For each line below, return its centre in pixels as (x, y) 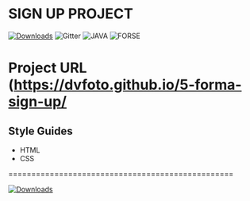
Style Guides (40, 131)
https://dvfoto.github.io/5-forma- (128, 85)
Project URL (48, 68)
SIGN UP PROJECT (71, 14)
